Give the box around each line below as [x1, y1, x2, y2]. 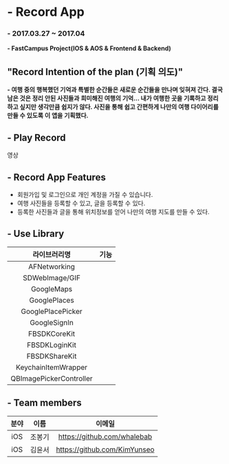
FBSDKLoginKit [27, 340, 77, 350]
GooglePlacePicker [20, 306, 83, 316]
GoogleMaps [30, 284, 73, 293]
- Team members [7, 397, 83, 409]
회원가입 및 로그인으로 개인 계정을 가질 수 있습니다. [17, 190, 153, 198]
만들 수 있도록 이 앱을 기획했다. [7, 112, 89, 120]
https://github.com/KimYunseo [56, 445, 155, 454]
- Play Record [7, 131, 67, 143]
